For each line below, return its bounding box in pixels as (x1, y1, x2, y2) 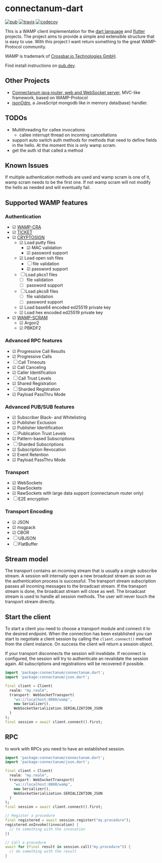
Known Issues (5, 161, 49, 170)
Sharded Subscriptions (18, 441, 64, 447)
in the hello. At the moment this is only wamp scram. (12, 142, 117, 148)
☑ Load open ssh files (19, 255, 64, 261)
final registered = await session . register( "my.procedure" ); (5, 818, 131, 823)
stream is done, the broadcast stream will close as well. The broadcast (5, 589, 146, 594)
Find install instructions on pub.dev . (5, 63, 76, 68)
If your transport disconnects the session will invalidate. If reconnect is (5, 651, 146, 656)
